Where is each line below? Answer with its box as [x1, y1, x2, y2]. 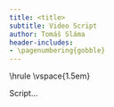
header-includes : [9, 37, 74, 47]
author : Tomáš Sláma [9, 29, 86, 38]
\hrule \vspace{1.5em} [9, 70, 91, 81]
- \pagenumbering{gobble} [9, 46, 105, 55]
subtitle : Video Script [9, 21, 98, 30]
